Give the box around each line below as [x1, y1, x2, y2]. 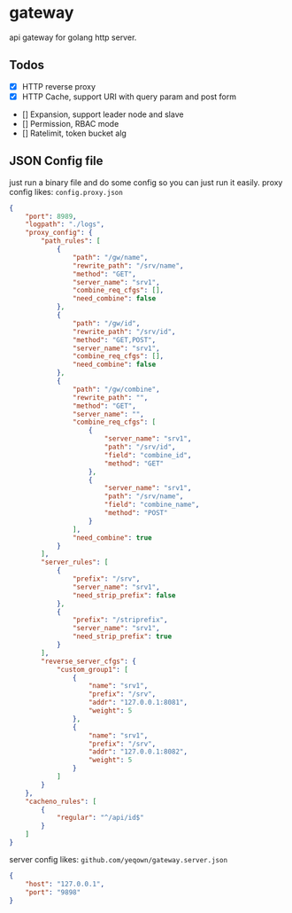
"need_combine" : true [72, 533, 152, 542]
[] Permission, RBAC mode [21, 118, 119, 129]
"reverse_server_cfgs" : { [41, 657, 137, 666]
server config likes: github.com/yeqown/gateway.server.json [9, 854, 228, 864]
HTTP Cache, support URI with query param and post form [21, 91, 237, 102]
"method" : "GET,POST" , [72, 335, 157, 344]
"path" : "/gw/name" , [72, 253, 149, 261]
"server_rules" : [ [41, 558, 109, 567]
